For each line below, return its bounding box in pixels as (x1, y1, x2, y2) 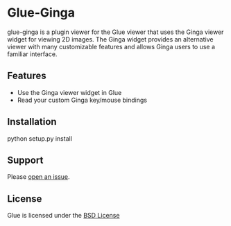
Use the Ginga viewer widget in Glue (17, 88, 122, 96)
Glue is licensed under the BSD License (7, 211, 120, 220)
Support (7, 154, 44, 166)
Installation (7, 116, 57, 128)
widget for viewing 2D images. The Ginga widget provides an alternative (7, 35, 214, 43)
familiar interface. (7, 50, 58, 58)
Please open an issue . (7, 173, 71, 181)
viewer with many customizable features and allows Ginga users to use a (7, 42, 216, 51)
